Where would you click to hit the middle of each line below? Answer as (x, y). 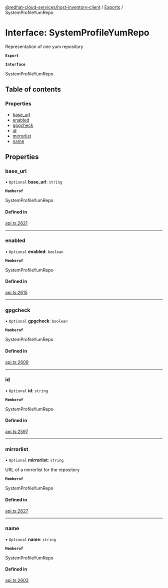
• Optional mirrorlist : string (34, 460)
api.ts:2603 (17, 580)
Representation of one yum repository (44, 46)
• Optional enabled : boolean (34, 251)
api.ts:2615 (16, 292)
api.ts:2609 (17, 362)
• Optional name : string (30, 539)
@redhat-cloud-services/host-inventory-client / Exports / (64, 7)
